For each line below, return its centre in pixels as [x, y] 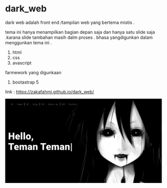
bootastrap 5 [25, 82]
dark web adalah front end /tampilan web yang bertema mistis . [70, 22]
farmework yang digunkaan [33, 72]
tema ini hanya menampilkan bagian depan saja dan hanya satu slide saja [80, 32]
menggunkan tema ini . [29, 42]
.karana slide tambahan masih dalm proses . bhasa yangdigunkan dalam [79, 37]
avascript [22, 63]
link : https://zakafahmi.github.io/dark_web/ [50, 92]
